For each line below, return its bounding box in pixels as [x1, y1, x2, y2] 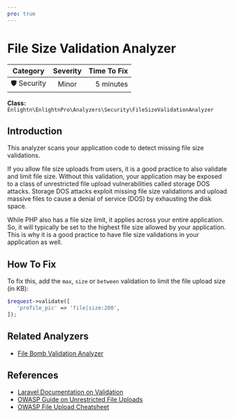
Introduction [7, 125, 63, 137]
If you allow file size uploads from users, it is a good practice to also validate [7, 165, 227, 173]
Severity [52, 66, 82, 76]
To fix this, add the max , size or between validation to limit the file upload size [7, 277, 226, 285]
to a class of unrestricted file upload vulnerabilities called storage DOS [7, 180, 210, 188]
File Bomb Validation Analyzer [17, 349, 103, 358]
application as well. [7, 238, 63, 246]
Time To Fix [88, 66, 129, 76]
